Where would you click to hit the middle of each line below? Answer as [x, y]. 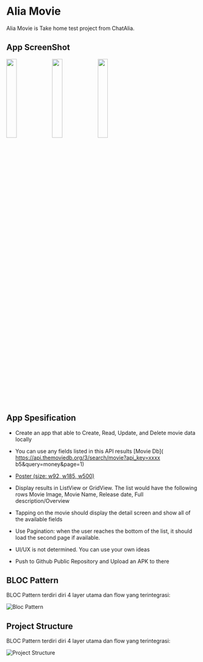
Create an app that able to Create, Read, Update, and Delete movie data [105, 433]
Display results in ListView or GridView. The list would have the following [106, 488]
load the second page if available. [58, 537]
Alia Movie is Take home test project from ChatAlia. [71, 28]
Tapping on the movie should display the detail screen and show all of [103, 513]
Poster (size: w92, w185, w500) [55, 476]
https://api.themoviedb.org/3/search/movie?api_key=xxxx [87, 458]
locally [23, 439]
